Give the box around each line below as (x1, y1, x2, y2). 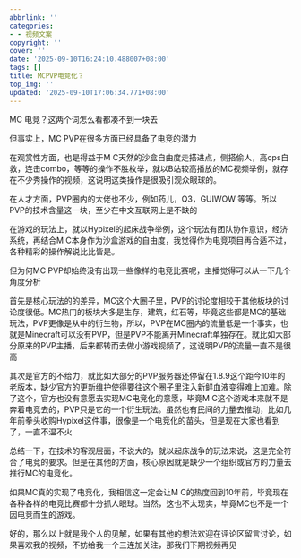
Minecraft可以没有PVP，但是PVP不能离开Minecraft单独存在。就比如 (24, 329, 276, 339)
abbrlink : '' (9, 13, 58, 22)
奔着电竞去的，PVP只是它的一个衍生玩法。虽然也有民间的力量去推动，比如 (9, 404, 284, 415)
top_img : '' (9, 80, 54, 89)
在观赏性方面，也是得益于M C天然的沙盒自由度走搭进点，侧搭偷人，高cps (9, 151, 281, 162)
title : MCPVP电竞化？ (9, 72, 85, 81)
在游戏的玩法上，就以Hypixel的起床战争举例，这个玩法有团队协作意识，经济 (9, 223, 288, 234)
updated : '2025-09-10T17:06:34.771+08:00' (9, 88, 170, 97)
